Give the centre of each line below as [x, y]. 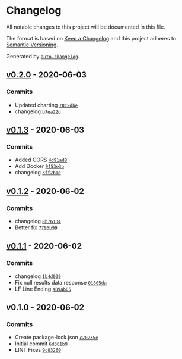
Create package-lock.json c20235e [57, 338]
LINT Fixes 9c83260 [38, 350]
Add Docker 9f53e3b [39, 166]
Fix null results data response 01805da [60, 282]
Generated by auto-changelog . [43, 56]
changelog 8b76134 [38, 221]
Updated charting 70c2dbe [46, 105]
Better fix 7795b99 [36, 227]
